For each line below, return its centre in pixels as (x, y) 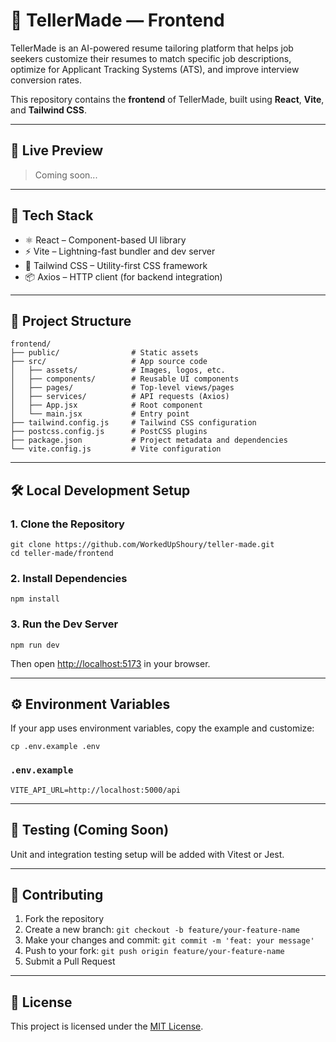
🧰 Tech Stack (52, 215)
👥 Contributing (57, 894)
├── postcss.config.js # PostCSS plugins (109, 432)
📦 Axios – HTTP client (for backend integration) (123, 276)
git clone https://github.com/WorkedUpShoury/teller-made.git (142, 545)
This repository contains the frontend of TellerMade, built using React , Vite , (167, 99)
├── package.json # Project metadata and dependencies (149, 440)
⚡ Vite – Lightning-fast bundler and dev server (120, 251)
